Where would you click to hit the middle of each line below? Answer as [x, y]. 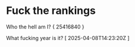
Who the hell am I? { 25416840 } [45, 27]
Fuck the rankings [51, 11]
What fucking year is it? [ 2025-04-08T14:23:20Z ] [68, 38]
